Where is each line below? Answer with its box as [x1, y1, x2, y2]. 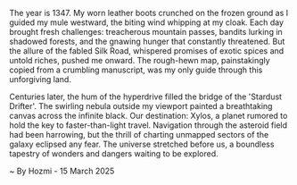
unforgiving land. [9, 74, 71, 84]
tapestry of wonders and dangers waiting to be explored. [9, 148, 219, 159]
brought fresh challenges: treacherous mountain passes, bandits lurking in [9, 27, 283, 37]
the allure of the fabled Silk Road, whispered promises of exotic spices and [9, 46, 285, 56]
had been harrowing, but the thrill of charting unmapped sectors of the [9, 130, 269, 139]
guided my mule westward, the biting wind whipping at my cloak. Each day [9, 17, 284, 28]
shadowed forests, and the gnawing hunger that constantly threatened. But [9, 36, 285, 46]
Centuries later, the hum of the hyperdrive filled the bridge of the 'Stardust [9, 91, 283, 102]
